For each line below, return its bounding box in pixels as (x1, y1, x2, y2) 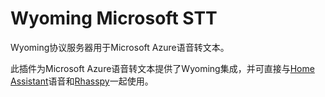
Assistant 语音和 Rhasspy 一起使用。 (10, 75, 154, 87)
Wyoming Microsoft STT (10, 7, 218, 30)
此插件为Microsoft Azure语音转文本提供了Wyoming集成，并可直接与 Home (10, 62, 315, 74)
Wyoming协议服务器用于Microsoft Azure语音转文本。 (10, 41, 230, 53)
